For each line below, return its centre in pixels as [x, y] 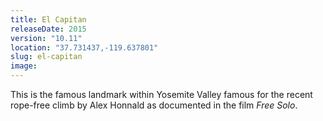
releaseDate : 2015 [48, 29]
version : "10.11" [46, 38]
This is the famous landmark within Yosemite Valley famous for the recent [161, 94]
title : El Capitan [48, 19]
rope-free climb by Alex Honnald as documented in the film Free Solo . [154, 105]
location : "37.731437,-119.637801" [84, 47]
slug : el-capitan [46, 57]
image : [24, 66]
